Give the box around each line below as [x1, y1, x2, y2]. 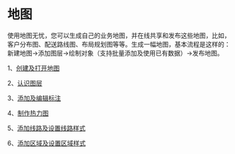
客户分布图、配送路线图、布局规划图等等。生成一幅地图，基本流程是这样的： [7, 40, 231, 48]
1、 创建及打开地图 [7, 64, 60, 72]
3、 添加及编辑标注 [7, 93, 62, 102]
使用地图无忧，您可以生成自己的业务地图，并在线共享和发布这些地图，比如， [7, 31, 231, 40]
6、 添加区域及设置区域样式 [7, 138, 86, 147]
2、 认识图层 [7, 78, 42, 87]
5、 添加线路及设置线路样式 [7, 124, 86, 132]
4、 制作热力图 [7, 109, 50, 117]
